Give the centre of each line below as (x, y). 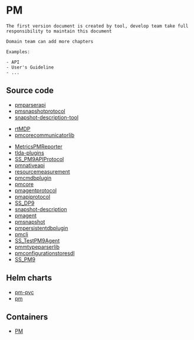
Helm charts (29, 278)
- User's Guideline (30, 67)
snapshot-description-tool (46, 117)
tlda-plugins (29, 153)
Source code (30, 91)
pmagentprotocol (36, 190)
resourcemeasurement (42, 171)
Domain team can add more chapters (50, 41)
